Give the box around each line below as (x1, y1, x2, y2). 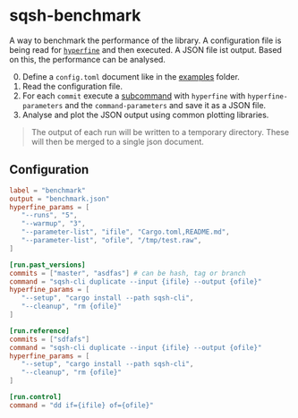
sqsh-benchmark (9, 5, 141, 26)
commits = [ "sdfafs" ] (9, 335, 90, 344)
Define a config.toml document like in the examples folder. (21, 71, 240, 81)
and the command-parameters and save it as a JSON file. (64, 99, 267, 110)
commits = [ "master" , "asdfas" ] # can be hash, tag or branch (9, 269, 246, 277)
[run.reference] (9, 326, 70, 336)
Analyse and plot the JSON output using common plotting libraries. (21, 109, 269, 120)
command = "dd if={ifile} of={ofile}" (9, 400, 154, 410)
